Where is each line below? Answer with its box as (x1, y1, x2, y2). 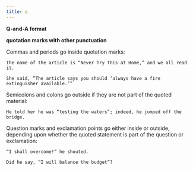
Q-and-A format (6, 25, 47, 32)
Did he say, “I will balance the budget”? (6, 159, 113, 165)
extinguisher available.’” (6, 80, 73, 86)
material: (6, 97, 28, 104)
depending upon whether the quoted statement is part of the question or (6, 130, 184, 138)
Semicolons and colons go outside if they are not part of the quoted (6, 91, 172, 98)
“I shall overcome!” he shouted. (6, 148, 89, 155)
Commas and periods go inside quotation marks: (6, 48, 125, 55)
